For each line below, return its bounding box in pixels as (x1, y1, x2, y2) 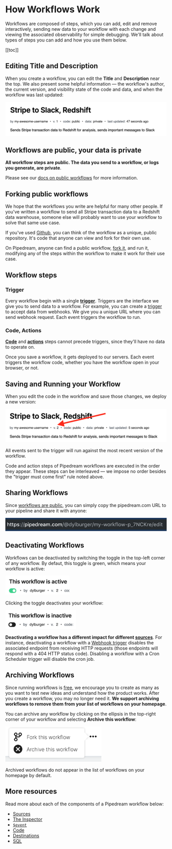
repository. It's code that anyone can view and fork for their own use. (5, 235, 151, 241)
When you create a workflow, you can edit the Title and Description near (5, 75, 160, 82)
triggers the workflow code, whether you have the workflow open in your (5, 359, 160, 366)
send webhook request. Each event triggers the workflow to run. (5, 314, 141, 320)
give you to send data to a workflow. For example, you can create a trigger (5, 303, 162, 309)
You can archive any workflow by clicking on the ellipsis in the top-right (5, 711, 156, 717)
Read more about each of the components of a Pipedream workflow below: (5, 801, 164, 807)
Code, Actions (5, 327, 42, 334)
